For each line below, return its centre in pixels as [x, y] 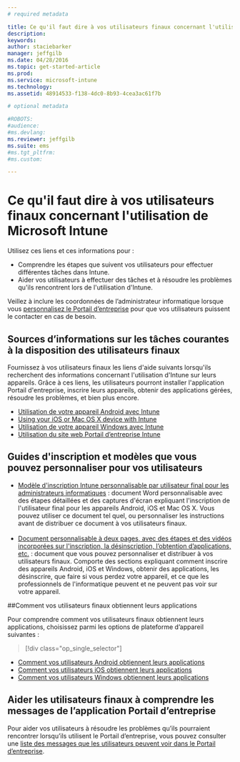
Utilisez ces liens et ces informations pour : [71, 251]
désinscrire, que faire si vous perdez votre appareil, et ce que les [113, 576]
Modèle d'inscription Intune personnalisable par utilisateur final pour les [123, 485]
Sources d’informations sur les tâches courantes [119, 339]
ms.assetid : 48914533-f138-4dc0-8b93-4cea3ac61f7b [84, 94]
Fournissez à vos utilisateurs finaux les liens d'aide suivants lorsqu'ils [109, 367]
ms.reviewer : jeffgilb [41, 139]
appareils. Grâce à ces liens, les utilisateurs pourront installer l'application [116, 382]
